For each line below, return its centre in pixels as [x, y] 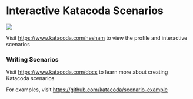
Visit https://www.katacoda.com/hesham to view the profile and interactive [97, 38]
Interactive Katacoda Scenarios [85, 11]
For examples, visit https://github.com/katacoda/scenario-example [87, 90]
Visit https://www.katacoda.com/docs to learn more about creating [87, 72]
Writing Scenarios [32, 59]
